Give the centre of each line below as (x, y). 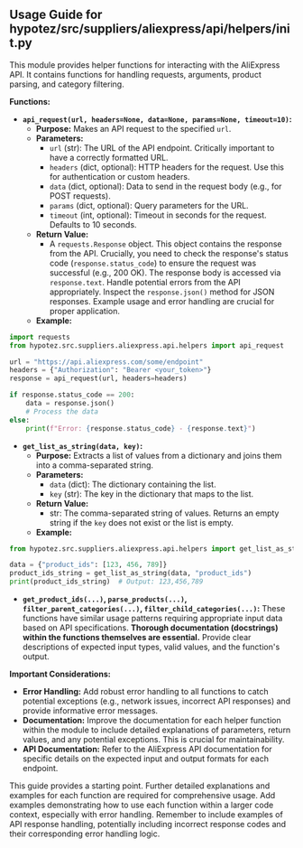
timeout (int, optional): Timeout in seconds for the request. (158, 215)
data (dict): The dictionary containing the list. (133, 484)
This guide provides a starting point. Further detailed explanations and (140, 786)
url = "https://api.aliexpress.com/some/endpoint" (106, 362)
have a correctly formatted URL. (109, 157)
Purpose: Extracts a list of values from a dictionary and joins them (159, 455)
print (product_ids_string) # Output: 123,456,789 (106, 582)
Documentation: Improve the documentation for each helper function (151, 721)
